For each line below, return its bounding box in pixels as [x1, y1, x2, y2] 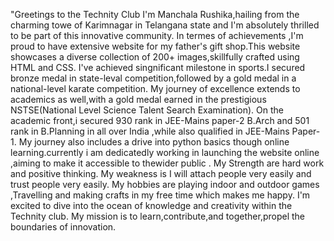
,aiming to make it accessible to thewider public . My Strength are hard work [10, 157, 325, 169]
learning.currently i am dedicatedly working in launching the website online [10, 147, 320, 158]
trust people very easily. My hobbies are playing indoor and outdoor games [10, 179, 320, 190]
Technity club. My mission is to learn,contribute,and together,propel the [10, 210, 305, 222]
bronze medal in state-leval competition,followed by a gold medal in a [10, 72, 297, 84]
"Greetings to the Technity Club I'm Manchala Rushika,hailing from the [10, 9, 300, 20]
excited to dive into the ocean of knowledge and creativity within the [10, 200, 293, 211]
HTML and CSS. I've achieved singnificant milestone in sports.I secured [10, 62, 306, 73]
